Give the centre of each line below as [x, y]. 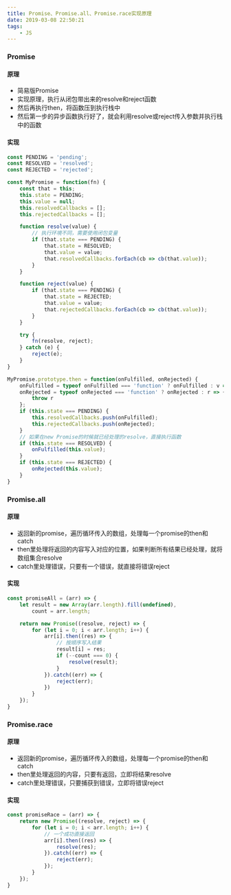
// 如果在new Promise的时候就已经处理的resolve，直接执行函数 [100, 437]
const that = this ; [47, 189]
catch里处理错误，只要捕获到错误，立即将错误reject [90, 783]
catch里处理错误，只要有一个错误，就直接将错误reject [93, 566]
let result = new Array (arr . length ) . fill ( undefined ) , [98, 604]
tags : [15, 26]
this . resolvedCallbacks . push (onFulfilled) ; [95, 418]
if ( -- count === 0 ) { [87, 656]
